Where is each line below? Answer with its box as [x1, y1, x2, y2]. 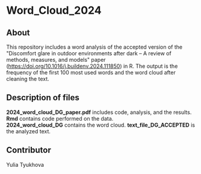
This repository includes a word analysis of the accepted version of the [6, 43, 183, 50]
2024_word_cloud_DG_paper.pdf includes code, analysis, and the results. [6, 109, 192, 116]
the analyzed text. [6, 127, 51, 135]
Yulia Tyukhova [6, 161, 44, 168]
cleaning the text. [6, 76, 49, 82]
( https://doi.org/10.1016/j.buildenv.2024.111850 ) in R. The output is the [6, 62, 178, 70]
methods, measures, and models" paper [6, 56, 107, 63]
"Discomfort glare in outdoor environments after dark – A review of [6, 50, 172, 57]
